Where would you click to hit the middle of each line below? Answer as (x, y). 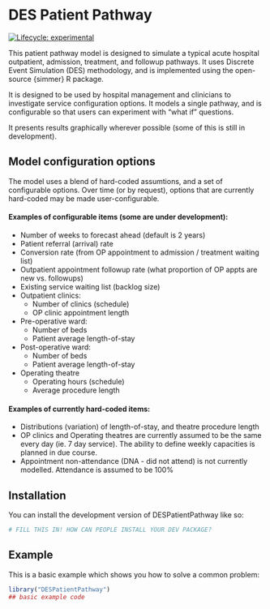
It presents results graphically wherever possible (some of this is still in (127, 127)
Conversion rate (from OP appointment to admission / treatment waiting (139, 252)
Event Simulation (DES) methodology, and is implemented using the (121, 70)
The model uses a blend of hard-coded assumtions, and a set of (116, 181)
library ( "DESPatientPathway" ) (60, 590)
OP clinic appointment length (81, 312)
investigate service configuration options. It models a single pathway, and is (135, 103)
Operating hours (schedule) (78, 381)
